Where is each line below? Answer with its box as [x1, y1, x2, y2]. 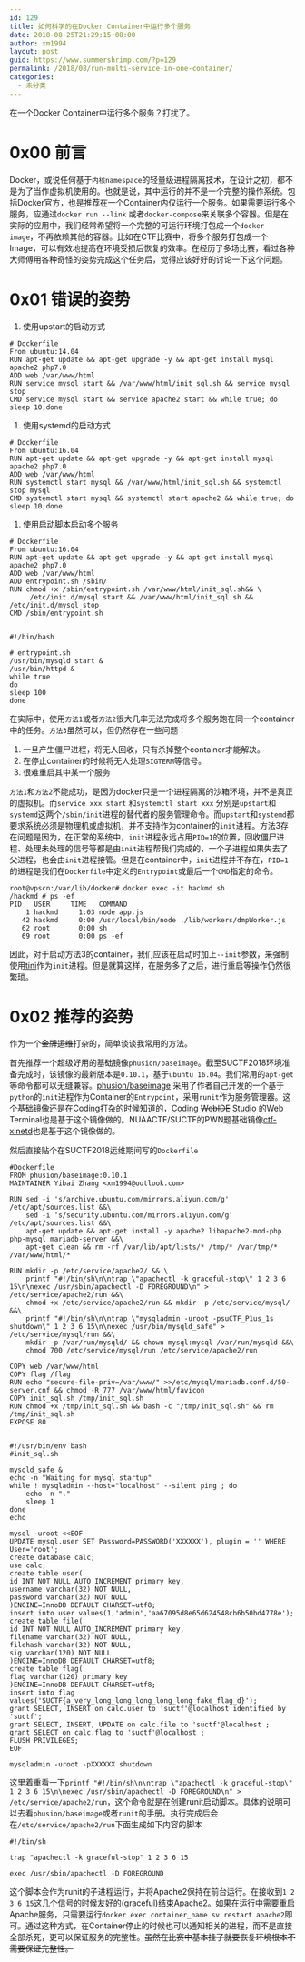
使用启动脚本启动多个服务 [22, 518, 119, 529]
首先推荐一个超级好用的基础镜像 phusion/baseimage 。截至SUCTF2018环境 [9, 1057, 283, 1069]
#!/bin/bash [9, 632, 54, 641]
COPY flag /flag [9, 1370, 71, 1379]
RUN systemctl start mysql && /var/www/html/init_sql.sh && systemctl [9, 478, 282, 487]
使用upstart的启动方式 [22, 320, 106, 332]
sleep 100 [9, 688, 47, 697]
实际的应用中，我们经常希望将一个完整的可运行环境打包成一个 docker [9, 219, 265, 230]
